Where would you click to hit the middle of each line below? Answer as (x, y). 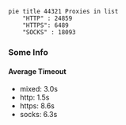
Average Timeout (37, 71)
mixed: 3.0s (38, 89)
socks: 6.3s (38, 115)
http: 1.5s (34, 98)
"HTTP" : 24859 (48, 18)
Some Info (29, 52)
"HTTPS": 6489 (46, 25)
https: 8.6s (37, 106)
